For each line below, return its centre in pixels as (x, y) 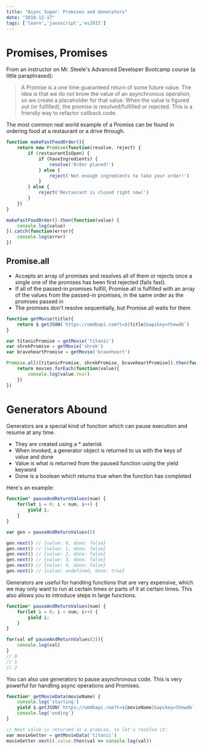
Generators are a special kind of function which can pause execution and (97, 426)
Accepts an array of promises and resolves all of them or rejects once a (103, 276)
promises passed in (39, 301)
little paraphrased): (30, 76)
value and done (34, 457)
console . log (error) (41, 237)
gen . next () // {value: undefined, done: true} (66, 571)
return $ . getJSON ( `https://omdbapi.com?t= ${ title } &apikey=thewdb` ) (103, 324)
